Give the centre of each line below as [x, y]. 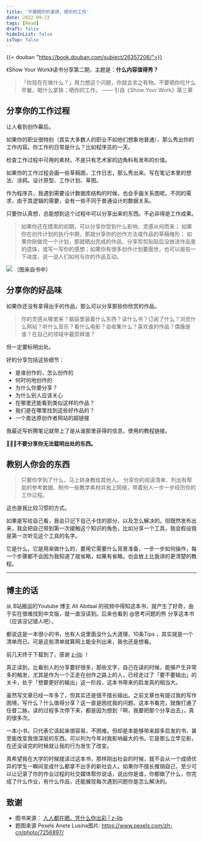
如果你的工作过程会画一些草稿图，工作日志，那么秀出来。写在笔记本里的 [96, 172]
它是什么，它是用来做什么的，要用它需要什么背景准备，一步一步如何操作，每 [101, 549]
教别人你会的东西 [38, 465]
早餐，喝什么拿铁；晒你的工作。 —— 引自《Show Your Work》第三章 [107, 90]
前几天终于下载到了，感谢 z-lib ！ [48, 655]
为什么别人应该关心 [39, 395]
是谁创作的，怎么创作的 [44, 372]
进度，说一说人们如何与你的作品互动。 [74, 256]
